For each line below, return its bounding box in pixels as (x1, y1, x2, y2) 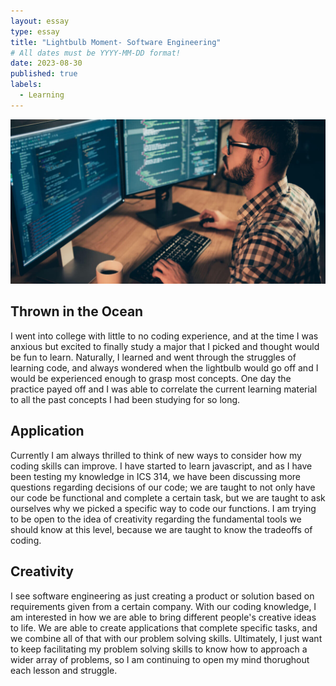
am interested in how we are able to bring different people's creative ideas (10, 611, 317, 623)
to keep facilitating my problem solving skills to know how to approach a (10, 643, 308, 655)
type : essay (10, 26, 60, 37)
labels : (10, 80, 43, 90)
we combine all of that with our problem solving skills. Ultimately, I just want (10, 632, 323, 644)
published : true (10, 69, 78, 79)
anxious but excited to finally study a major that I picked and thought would (10, 340, 320, 352)
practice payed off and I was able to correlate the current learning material (10, 383, 318, 395)
